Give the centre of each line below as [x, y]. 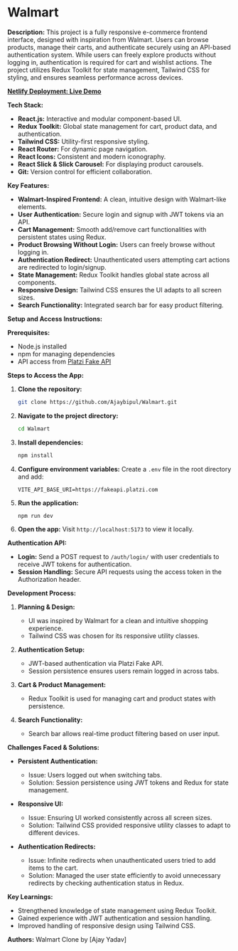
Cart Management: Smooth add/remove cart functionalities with [112, 229]
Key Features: [28, 185]
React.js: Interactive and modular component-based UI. [99, 119]
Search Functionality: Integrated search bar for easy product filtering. [120, 305]
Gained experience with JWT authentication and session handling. [114, 918]
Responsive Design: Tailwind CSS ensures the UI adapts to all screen [119, 289]
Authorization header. [49, 580]
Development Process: [42, 593]
